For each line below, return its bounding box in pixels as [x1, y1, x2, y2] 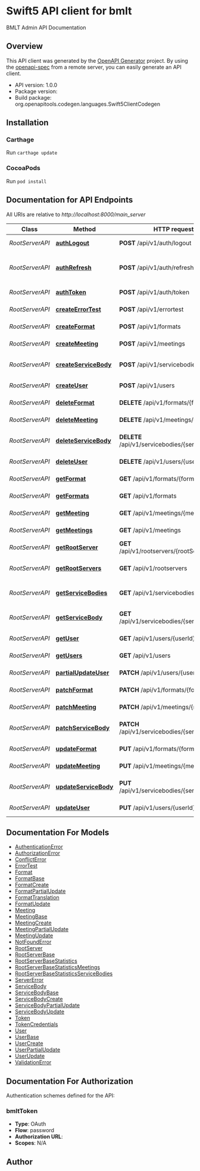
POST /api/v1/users [118, 381, 175, 389]
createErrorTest [55, 305, 101, 313]
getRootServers [55, 564, 102, 572]
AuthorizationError [14, 849, 61, 857]
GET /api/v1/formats [118, 491, 177, 500]
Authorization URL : [14, 1133, 64, 1141]
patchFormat [55, 685, 93, 694]
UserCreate [14, 1040, 43, 1047]
